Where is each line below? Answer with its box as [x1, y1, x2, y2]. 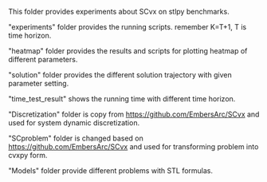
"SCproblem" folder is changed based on [8, 133, 143, 143]
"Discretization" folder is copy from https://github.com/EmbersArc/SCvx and [8, 109, 260, 119]
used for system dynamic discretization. [8, 118, 140, 127]
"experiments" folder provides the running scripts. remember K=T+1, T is [8, 22, 247, 31]
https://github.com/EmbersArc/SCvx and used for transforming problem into [8, 142, 259, 151]
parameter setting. [8, 79, 69, 88]
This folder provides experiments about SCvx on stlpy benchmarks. [8, 7, 230, 16]
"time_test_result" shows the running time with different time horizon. [8, 94, 236, 103]
